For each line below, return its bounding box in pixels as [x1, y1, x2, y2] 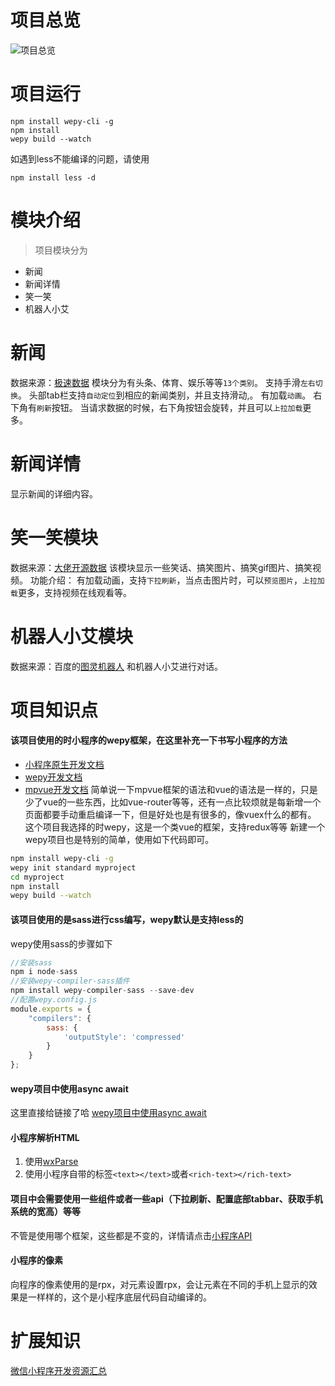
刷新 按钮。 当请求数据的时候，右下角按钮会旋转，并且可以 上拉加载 [36, 401, 303, 413]
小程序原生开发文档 [24, 758, 105, 770]
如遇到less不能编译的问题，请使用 [10, 152, 150, 165]
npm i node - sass [10, 967, 78, 977]
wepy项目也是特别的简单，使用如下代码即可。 [24, 833, 215, 845]
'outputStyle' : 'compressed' [63, 1032, 186, 1042]
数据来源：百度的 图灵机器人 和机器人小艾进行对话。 [10, 660, 223, 672]
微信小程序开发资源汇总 [10, 1364, 107, 1376]
